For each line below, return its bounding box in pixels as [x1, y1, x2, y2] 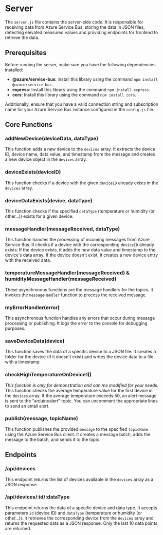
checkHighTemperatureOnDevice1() [5, 371, 91, 378]
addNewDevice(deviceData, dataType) [5, 135, 99, 142]
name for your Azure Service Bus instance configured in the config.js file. [5, 106, 155, 112]
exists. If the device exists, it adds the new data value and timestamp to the [5, 247, 156, 253]
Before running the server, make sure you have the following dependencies [5, 61, 156, 67]
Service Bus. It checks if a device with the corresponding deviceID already [5, 242, 155, 248]
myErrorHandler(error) [5, 304, 60, 311]
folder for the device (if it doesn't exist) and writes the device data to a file [5, 354, 154, 360]
